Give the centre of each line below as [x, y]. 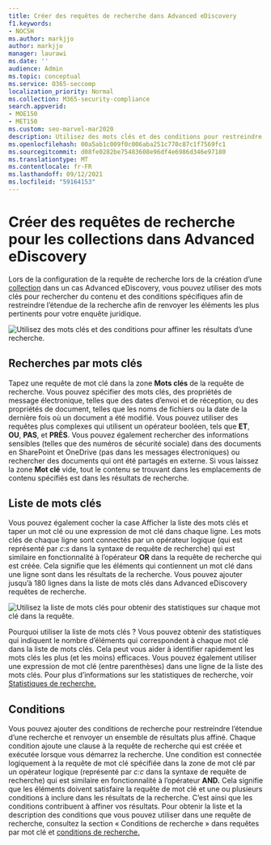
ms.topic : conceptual [45, 76]
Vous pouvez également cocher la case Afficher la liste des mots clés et [129, 523]
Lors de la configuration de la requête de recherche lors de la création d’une [135, 279]
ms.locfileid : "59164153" [52, 182]
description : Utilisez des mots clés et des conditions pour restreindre [135, 136]
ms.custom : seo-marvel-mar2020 [61, 129]
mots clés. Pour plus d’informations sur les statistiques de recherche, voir [131, 675]
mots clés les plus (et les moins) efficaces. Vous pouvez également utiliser [133, 657]
